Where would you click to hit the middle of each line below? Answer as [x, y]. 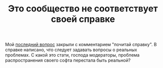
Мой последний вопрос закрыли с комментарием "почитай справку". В [81, 45]
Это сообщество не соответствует [83, 9]
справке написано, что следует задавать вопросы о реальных [71, 50]
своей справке [83, 19]
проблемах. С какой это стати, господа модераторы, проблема [72, 55]
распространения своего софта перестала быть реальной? [68, 61]
